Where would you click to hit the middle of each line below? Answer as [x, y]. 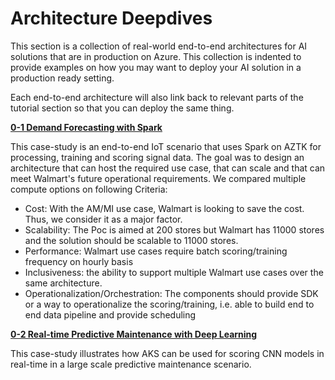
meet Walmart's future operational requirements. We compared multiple [158, 178]
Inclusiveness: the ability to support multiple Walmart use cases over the [174, 272]
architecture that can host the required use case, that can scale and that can [168, 168]
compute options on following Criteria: [89, 189]
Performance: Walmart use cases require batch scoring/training [156, 251]
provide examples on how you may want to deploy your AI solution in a [156, 67]
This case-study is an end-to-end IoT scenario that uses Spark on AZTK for [166, 146]
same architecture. [63, 283]
